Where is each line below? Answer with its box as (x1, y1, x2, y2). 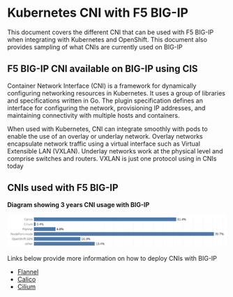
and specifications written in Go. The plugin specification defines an (7, 96, 204, 105)
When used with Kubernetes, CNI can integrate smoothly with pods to (7, 124, 208, 133)
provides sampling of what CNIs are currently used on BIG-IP (7, 43, 183, 51)
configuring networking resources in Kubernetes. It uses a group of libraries (7, 89, 225, 97)
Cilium (17, 282, 36, 291)
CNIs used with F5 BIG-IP (7, 182, 119, 194)
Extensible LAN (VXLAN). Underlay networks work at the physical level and (7, 146, 223, 155)
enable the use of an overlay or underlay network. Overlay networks (7, 132, 204, 140)
